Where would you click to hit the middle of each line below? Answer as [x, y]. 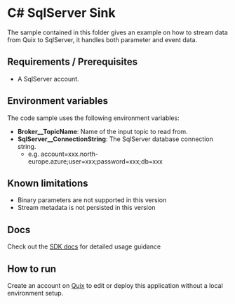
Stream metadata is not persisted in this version [86, 208]
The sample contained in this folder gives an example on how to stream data [117, 32]
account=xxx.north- [69, 154]
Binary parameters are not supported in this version [92, 200]
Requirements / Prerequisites [73, 62]
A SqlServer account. [48, 79]
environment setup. [35, 293]
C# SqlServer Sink [61, 13]
